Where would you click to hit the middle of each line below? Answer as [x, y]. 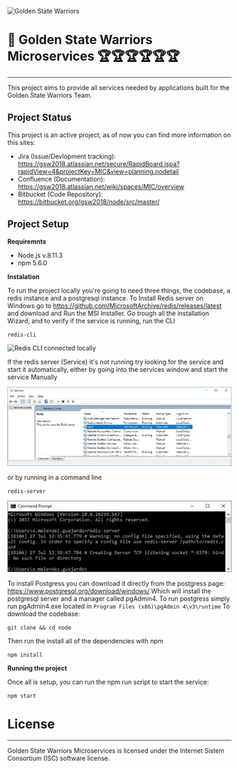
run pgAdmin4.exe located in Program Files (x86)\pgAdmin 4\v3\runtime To [119, 606]
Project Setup [38, 224]
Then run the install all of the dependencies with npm [85, 641]
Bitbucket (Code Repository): [60, 194]
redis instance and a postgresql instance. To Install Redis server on [106, 298]
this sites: [21, 142]
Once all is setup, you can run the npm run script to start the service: [108, 682]
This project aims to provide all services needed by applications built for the [118, 87]
